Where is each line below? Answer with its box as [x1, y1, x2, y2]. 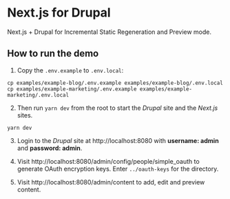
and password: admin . [17, 144, 83, 152]
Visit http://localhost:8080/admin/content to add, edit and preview [17, 178, 205, 186]
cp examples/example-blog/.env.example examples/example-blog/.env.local [7, 79, 224, 86]
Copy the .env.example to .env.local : [17, 66, 124, 74]
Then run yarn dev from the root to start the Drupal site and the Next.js [17, 104, 218, 112]
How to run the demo [7, 48, 99, 59]
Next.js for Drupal [7, 5, 112, 21]
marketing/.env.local [7, 91, 70, 98]
